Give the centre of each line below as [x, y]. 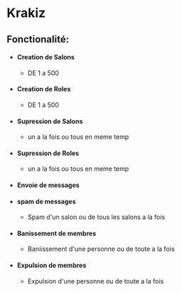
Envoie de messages [48, 185]
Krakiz [26, 13]
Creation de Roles [44, 89]
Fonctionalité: [38, 39]
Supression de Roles [48, 153]
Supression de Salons [50, 121]
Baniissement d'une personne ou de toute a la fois [101, 249]
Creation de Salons [46, 57]
